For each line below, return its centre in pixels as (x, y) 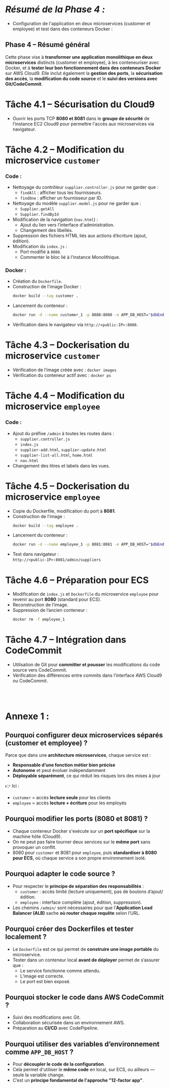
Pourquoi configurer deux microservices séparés (84, 735)
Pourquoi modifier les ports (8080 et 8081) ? (76, 819)
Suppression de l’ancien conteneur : (50, 610)
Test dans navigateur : (36, 554)
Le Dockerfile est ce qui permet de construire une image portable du (86, 949)
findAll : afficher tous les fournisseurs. (61, 192)
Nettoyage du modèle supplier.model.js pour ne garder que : (77, 204)
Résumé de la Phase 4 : (55, 9)
